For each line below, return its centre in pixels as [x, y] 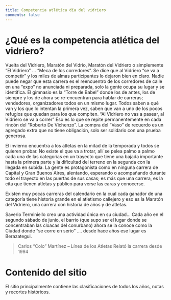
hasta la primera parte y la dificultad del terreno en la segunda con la [78, 162]
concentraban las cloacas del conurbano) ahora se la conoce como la [79, 225]
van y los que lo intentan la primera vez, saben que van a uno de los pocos [84, 109]
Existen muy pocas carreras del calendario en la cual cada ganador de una [84, 194]
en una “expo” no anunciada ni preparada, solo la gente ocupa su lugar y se [85, 87]
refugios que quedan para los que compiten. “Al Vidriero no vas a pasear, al [85, 114]
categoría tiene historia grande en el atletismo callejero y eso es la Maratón [84, 199]
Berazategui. [19, 237]
